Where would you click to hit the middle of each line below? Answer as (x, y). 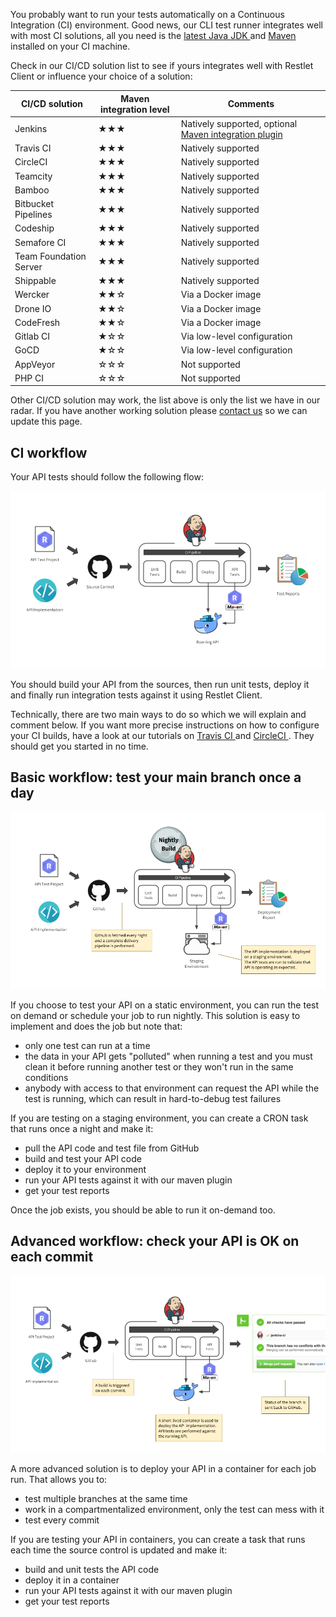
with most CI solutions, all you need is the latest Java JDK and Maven (153, 35)
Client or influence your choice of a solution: (101, 76)
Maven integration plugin (231, 134)
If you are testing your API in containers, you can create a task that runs (158, 1540)
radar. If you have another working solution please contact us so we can (159, 411)
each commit (52, 1257)
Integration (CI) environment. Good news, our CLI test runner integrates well (167, 25)
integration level (135, 109)
